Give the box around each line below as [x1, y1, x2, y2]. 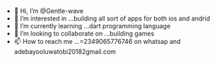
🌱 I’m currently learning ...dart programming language [13, 22, 171, 30]
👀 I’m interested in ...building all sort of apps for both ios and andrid [13, 14, 211, 23]
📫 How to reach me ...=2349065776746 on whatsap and [13, 38, 181, 45]
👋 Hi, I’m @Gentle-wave [13, 7, 83, 15]
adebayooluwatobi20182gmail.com [13, 47, 117, 56]
